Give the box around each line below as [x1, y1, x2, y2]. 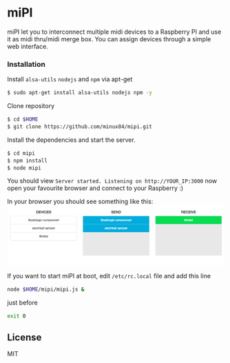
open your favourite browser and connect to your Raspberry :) [7, 184, 184, 192]
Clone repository [7, 102, 55, 110]
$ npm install [7, 157, 48, 164]
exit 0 [7, 312, 26, 320]
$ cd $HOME [7, 116, 39, 123]
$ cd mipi [7, 149, 36, 156]
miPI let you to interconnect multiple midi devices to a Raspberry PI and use [7, 28, 222, 36]
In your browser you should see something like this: [7, 198, 154, 206]
